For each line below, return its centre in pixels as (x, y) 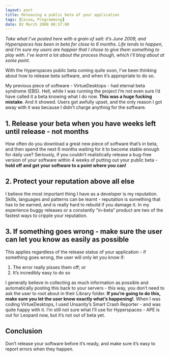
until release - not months (47, 132)
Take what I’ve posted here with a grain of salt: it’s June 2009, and (76, 39)
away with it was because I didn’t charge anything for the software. (76, 107)
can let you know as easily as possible (67, 240)
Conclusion (24, 331)
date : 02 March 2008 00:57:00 (37, 24)
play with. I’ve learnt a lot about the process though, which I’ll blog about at (85, 55)
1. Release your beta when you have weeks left (81, 123)
